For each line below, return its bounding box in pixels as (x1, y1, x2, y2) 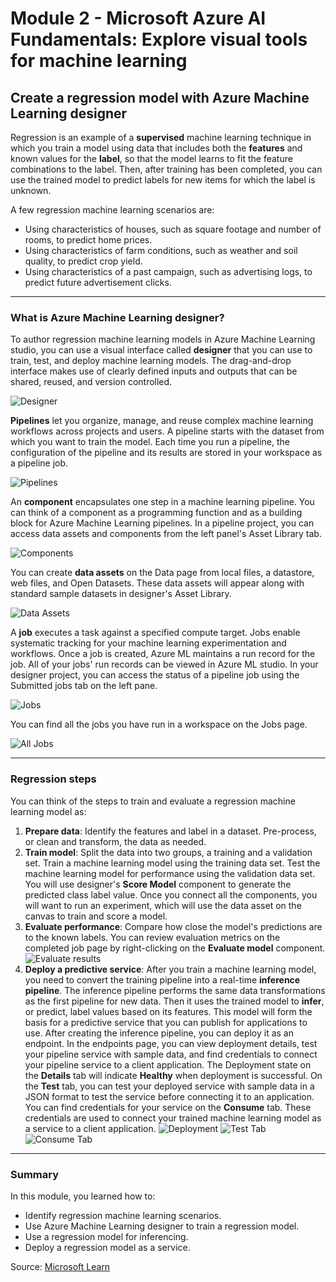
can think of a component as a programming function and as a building (10, 507, 303, 519)
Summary (10, 1167, 60, 1181)
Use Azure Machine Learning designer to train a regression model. (24, 1220, 300, 1232)
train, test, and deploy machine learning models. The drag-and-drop (10, 355, 292, 367)
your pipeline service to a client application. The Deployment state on (24, 1058, 312, 1071)
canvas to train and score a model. (24, 910, 168, 922)
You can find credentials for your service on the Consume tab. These (24, 1101, 312, 1113)
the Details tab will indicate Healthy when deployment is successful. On (24, 1069, 323, 1081)
